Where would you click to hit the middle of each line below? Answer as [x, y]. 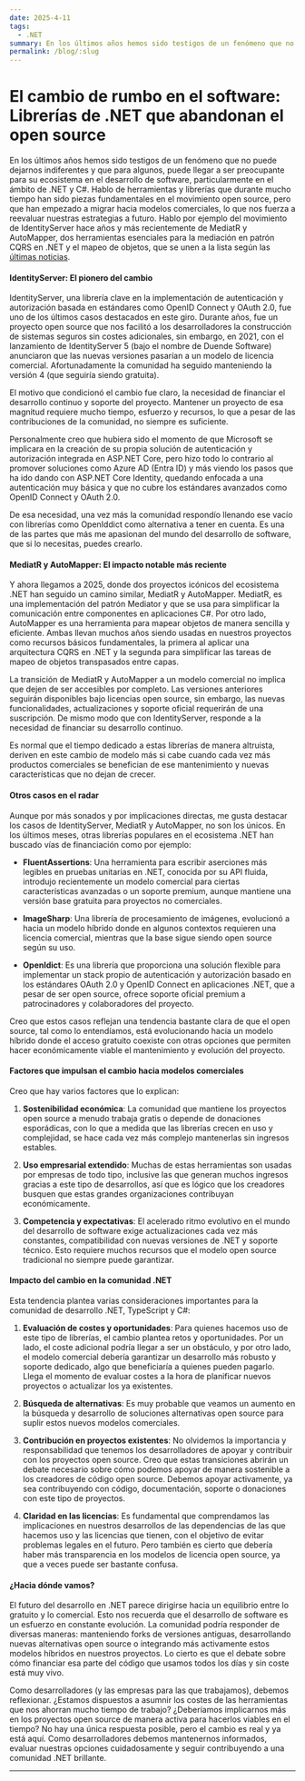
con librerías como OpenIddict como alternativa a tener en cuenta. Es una [147, 524]
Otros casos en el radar [54, 795]
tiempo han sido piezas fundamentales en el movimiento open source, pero [150, 199]
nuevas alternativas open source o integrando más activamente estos [140, 1644]
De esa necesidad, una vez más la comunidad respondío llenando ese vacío [151, 515]
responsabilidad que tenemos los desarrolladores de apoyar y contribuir [157, 1450]
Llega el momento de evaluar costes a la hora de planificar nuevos [147, 1377]
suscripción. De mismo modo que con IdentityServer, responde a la [135, 718]
